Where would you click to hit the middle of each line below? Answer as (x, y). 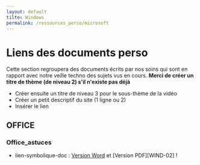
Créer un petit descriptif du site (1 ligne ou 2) (70, 100)
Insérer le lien (32, 106)
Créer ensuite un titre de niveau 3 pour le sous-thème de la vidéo (96, 94)
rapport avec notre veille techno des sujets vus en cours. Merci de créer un (100, 76)
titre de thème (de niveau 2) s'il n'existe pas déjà (68, 82)
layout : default (27, 12)
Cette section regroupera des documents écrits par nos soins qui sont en (97, 69)
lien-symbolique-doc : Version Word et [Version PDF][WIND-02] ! (96, 155)
